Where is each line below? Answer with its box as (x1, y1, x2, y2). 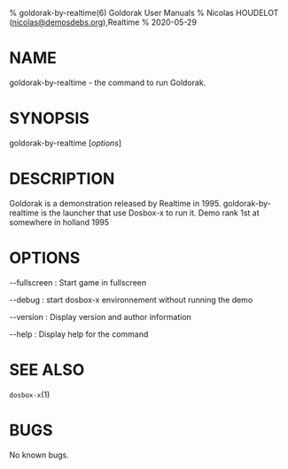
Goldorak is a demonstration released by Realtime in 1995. (9, 198, 222, 208)
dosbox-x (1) (9, 389, 51, 400)
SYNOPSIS (9, 108, 90, 129)
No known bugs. (9, 449, 69, 460)
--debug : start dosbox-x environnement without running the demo (9, 294, 253, 305)
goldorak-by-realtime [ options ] (9, 137, 122, 148)
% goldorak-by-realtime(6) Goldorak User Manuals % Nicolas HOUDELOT (9, 8, 279, 18)
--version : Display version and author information (9, 311, 192, 322)
